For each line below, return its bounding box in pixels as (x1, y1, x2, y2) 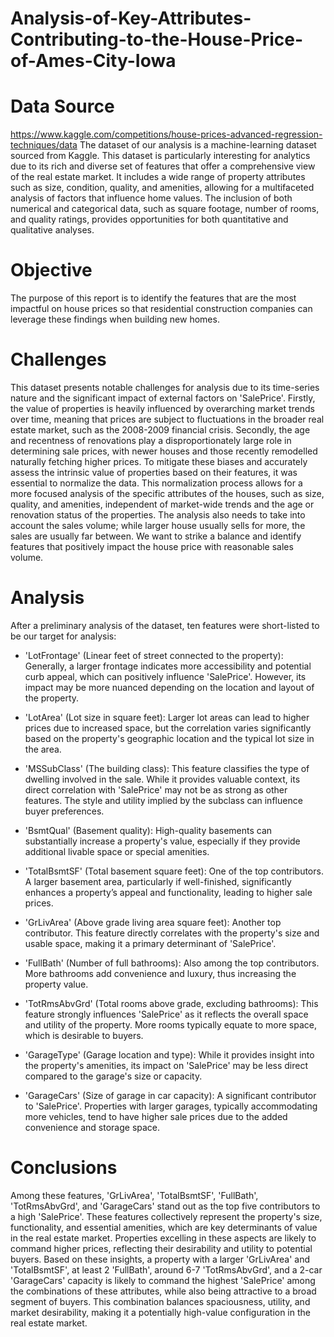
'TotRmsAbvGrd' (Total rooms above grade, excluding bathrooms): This (24, 997, 319, 1009)
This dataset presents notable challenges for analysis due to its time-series (10, 382, 320, 393)
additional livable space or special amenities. (24, 845, 210, 857)
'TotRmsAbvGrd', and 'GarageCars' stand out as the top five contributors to (10, 1200, 321, 1212)
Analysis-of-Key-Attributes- (10, 7, 252, 30)
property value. (24, 978, 89, 990)
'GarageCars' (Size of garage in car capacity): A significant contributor (24, 1089, 317, 1101)
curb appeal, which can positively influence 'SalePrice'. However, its (24, 670, 307, 682)
